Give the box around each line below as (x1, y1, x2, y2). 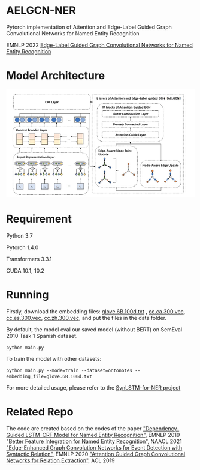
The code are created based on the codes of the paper (6, 424, 142, 432)
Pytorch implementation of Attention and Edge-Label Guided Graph (6, 23, 172, 31)
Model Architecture (6, 69, 105, 83)
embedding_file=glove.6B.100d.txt (6, 373, 93, 379)
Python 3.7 (6, 232, 33, 240)
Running (6, 288, 49, 302)
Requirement (6, 212, 72, 226)
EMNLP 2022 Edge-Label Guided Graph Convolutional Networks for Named (6, 41, 193, 49)
